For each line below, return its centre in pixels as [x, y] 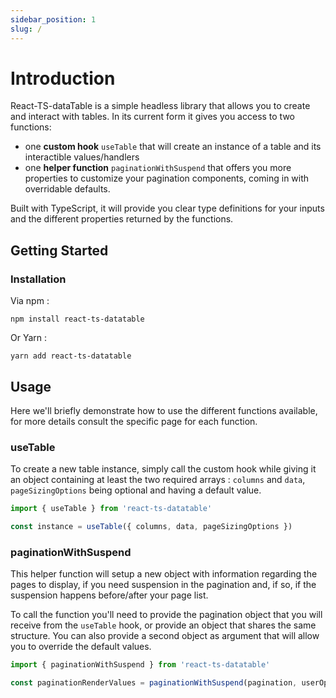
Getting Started [59, 250]
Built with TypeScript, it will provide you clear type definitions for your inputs [167, 208]
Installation [38, 279]
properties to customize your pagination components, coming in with [167, 178]
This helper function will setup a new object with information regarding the [164, 574]
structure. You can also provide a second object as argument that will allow [165, 636]
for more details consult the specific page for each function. [134, 421]
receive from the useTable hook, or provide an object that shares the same [163, 625]
